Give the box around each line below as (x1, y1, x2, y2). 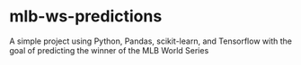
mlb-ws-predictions (9, 6, 163, 27)
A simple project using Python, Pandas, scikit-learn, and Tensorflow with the (9, 36, 292, 46)
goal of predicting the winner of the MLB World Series (9, 45, 209, 55)
